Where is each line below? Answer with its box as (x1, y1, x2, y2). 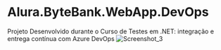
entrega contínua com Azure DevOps (7, 34, 115, 42)
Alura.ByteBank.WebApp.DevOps (7, 4, 209, 20)
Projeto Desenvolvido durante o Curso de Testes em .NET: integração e (7, 27, 215, 35)
